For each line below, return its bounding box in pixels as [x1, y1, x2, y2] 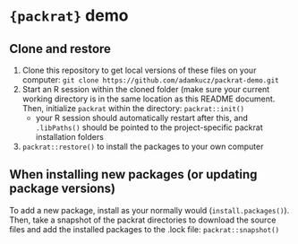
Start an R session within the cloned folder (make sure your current [21, 84, 270, 94]
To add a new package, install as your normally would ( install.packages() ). [9, 205, 290, 215]
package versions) [9, 181, 116, 196]
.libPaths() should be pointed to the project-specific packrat [35, 122, 263, 133]
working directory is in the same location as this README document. [21, 93, 276, 104]
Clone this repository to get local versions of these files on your [21, 65, 257, 75]
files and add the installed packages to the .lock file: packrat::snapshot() [9, 223, 280, 234]
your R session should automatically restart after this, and [35, 113, 249, 123]
